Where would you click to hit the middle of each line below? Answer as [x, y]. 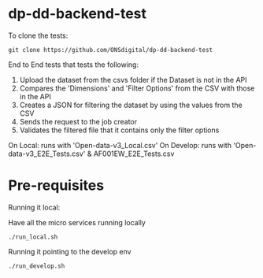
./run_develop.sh [37, 266]
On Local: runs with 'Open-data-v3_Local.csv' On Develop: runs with [120, 145]
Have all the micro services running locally [77, 222]
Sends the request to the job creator [78, 121]
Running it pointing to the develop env [70, 251]
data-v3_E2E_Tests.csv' [47, 154]
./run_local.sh [33, 237]
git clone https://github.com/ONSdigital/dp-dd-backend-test [111, 50]
